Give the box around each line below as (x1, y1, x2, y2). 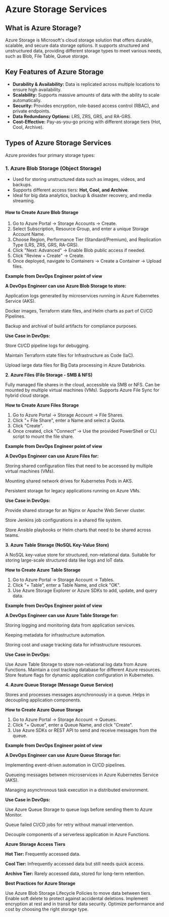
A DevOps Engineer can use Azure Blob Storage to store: (5, 283, 127, 289)
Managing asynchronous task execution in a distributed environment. (5, 787, 149, 793)
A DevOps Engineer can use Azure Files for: (5, 453, 99, 459)
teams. (5, 532, 20, 538)
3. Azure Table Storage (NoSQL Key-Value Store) (5, 542, 109, 548)
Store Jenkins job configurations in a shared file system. (5, 517, 122, 523)
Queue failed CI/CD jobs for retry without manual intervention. (5, 822, 134, 828)
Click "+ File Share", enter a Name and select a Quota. (12, 418, 125, 424)
